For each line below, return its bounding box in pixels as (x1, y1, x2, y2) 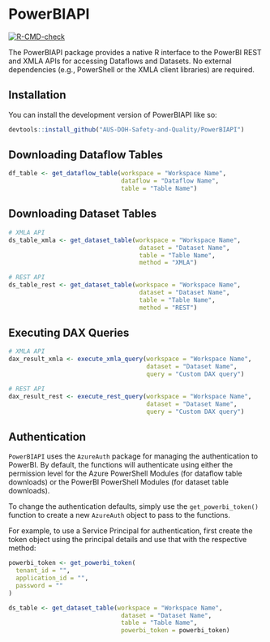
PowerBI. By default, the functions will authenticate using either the (8, 460, 234, 470)
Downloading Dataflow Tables (8, 148, 164, 162)
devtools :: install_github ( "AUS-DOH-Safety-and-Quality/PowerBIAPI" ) (8, 125, 245, 134)
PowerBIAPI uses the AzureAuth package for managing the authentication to (8, 451, 259, 461)
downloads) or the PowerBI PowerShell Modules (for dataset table (8, 477, 229, 487)
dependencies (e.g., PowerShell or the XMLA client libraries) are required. (8, 64, 255, 74)
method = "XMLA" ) (139, 259, 198, 267)
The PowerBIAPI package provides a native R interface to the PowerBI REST (8, 47, 262, 57)
